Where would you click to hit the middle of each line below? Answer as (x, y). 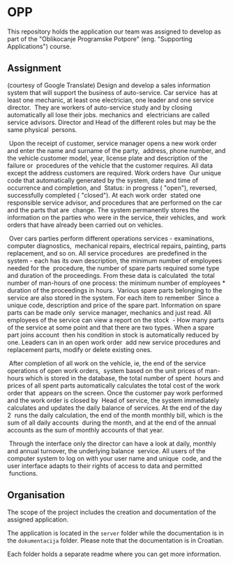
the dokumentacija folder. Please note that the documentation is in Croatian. (116, 540)
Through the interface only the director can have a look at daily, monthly (112, 443)
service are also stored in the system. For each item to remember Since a (113, 298)
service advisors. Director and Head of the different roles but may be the (112, 122)
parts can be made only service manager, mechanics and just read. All (109, 312)
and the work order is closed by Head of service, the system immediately (113, 400)
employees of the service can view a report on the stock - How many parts (116, 320)
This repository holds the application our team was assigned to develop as (114, 31)
